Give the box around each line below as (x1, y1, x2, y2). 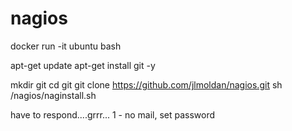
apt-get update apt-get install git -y (10, 59, 156, 71)
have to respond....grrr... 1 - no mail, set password (10, 108, 216, 121)
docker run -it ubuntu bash (10, 40, 122, 52)
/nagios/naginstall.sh (10, 89, 97, 101)
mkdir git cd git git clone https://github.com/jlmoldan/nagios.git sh (10, 78, 283, 91)
